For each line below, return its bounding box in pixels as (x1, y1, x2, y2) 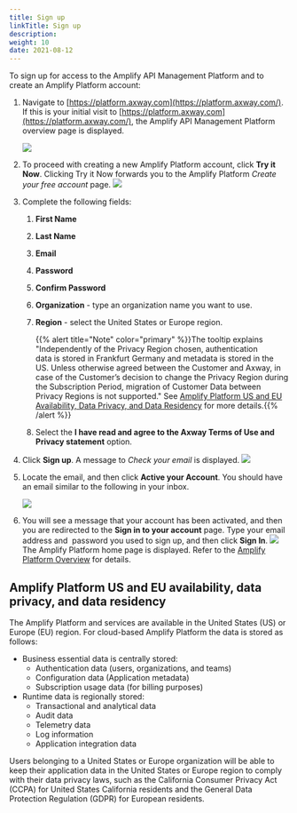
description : (9, 29, 58, 38)
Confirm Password (35, 283, 106, 293)
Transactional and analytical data (35, 700, 157, 711)
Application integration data (35, 738, 137, 749)
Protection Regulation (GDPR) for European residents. (9, 793, 206, 804)
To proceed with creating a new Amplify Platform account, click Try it (21, 159, 277, 170)
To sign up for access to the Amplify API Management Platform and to (9, 70, 264, 81)
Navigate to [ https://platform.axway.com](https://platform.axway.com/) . (21, 97, 284, 108)
